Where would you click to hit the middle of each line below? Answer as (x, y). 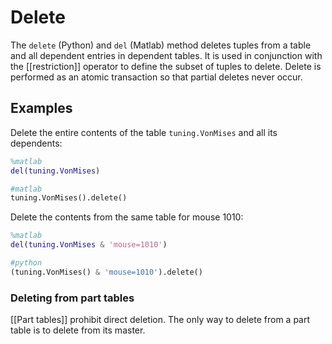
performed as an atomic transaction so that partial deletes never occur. (156, 77)
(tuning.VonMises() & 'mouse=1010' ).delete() (106, 272)
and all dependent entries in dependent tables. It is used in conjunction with (166, 55)
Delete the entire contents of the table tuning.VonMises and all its (144, 132)
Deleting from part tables (72, 298)
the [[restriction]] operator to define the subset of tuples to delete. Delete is (166, 66)
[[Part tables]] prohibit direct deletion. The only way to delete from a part (160, 320)
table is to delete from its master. (78, 330)
